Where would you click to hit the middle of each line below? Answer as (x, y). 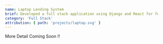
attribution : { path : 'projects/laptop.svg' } (53, 23)
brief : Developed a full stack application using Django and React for (79, 14)
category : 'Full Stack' (29, 18)
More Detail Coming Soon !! (33, 36)
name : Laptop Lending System (34, 9)
